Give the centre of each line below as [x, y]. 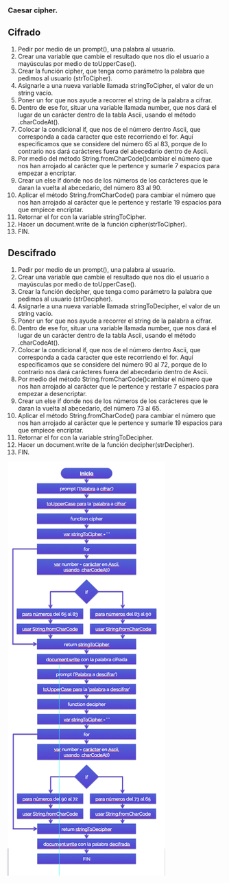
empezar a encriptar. [47, 173]
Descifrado [32, 253]
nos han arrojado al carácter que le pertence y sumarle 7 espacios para [119, 165]
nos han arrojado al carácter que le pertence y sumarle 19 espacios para [120, 423]
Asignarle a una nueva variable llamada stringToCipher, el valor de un [116, 85]
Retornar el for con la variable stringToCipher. [82, 217]
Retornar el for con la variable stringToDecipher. [85, 437]
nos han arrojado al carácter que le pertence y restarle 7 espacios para [118, 386]
